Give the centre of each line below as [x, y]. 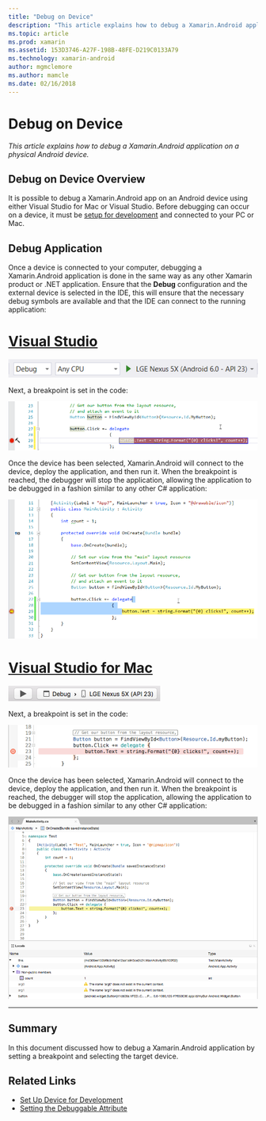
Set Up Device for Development [71, 1100]
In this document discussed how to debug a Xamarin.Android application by [131, 1047]
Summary [33, 1029]
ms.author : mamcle [38, 75]
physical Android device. [49, 154]
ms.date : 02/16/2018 [42, 83]
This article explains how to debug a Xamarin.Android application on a [124, 146]
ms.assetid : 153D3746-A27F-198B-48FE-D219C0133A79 [93, 50]
